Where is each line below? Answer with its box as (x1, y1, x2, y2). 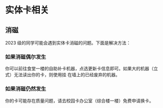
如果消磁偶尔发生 (5, 53, 46, 60)
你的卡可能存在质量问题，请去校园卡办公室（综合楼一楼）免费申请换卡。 (5, 98, 154, 104)
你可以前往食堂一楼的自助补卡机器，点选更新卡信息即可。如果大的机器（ (5, 65, 154, 72)
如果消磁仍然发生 (5, 85, 46, 92)
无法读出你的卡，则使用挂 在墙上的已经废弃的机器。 (13, 72, 120, 78)
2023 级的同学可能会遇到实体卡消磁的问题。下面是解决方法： (5, 40, 131, 46)
